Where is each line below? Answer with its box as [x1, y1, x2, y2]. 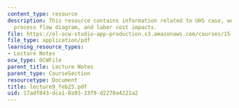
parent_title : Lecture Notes [7, 63, 94, 70]
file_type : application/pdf [7, 37, 91, 44]
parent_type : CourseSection [7, 70, 91, 77]
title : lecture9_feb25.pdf [7, 83, 87, 90]
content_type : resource [7, 10, 78, 18]
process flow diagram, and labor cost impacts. [14, 23, 158, 31]
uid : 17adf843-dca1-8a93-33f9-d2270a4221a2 [7, 90, 139, 97]
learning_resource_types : [7, 43, 84, 50]
